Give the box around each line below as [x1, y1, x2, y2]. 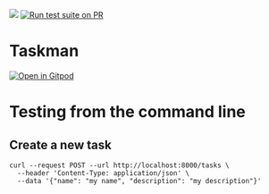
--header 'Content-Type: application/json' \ [17, 168, 190, 178]
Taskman [9, 41, 80, 62]
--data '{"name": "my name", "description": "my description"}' [17, 176, 262, 185]
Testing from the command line [9, 102, 246, 122]
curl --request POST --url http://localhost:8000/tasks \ [9, 161, 230, 170]
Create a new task [9, 137, 112, 152]
